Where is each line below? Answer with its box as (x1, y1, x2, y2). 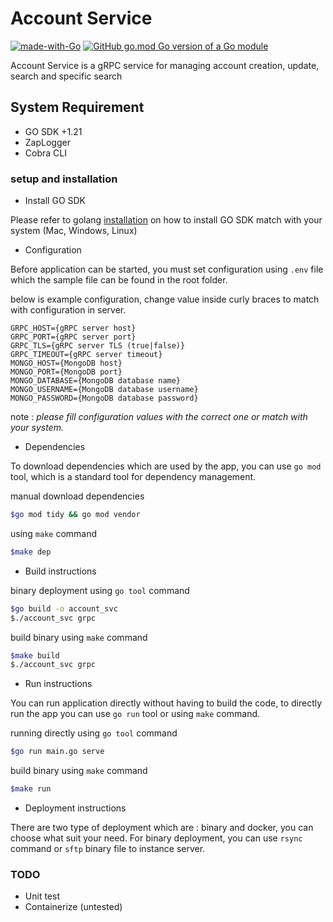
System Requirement (10, 99, 145, 116)
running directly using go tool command (10, 727, 178, 739)
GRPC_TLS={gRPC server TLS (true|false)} (10, 341, 186, 351)
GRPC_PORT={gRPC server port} (10, 332, 137, 342)
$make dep (10, 547, 52, 557)
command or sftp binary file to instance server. (10, 843, 206, 855)
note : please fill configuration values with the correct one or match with (10, 411, 308, 423)
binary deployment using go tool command (10, 584, 190, 596)
